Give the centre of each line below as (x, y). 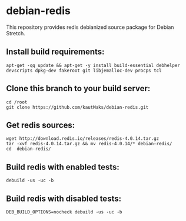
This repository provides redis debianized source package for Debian (90, 27)
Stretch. (16, 33)
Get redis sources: (41, 125)
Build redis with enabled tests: (63, 167)
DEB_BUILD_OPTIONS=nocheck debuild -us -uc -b (64, 212)
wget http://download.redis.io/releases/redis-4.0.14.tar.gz (83, 139)
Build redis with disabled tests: (64, 198)
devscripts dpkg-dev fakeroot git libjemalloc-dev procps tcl (84, 71)
